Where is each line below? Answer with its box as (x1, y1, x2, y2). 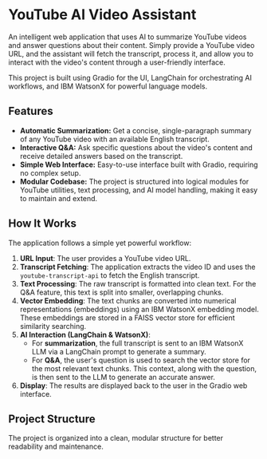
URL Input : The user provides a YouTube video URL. (19, 253, 191, 263)
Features (8, 105, 53, 118)
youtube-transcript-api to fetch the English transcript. (19, 270, 200, 280)
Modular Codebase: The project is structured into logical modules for (19, 176, 249, 186)
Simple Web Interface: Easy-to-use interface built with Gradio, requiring (19, 160, 258, 169)
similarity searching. (19, 321, 87, 330)
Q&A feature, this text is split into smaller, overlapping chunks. (19, 287, 224, 297)
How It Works (8, 217, 77, 231)
